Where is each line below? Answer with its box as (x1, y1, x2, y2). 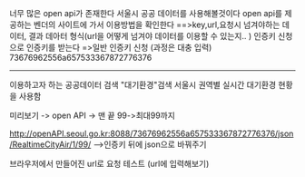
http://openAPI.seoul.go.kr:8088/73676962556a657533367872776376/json (9, 128, 294, 139)
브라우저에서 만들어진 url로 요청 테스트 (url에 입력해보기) (9, 158, 210, 169)
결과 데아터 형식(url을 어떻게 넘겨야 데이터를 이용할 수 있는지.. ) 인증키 (28, 31, 277, 41)
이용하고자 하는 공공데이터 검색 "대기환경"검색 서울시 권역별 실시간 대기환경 (9, 80, 277, 90)
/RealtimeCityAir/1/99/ (9, 139, 92, 150)
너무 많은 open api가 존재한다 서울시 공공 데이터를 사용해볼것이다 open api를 (9, 8, 283, 18)
